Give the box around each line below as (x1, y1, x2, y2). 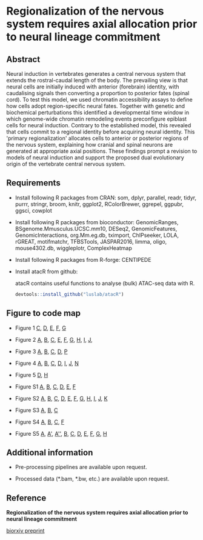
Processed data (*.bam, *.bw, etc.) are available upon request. (15, 475, 170, 482)
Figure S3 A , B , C (15, 406, 59, 413)
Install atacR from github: (15, 268, 78, 275)
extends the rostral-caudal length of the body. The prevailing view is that (6, 77, 188, 84)
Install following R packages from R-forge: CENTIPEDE (15, 256, 151, 263)
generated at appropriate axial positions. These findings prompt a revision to (6, 147, 198, 155)
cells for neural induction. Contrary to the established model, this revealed (6, 122, 191, 128)
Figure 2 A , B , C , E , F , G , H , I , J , (15, 336, 93, 343)
